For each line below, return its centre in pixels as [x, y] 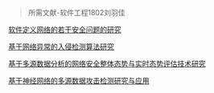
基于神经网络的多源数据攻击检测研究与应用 [79, 81]
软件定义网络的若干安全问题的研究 [65, 30]
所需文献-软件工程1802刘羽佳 [76, 12]
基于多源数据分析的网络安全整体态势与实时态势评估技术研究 [107, 64]
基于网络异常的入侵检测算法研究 [61, 46]
